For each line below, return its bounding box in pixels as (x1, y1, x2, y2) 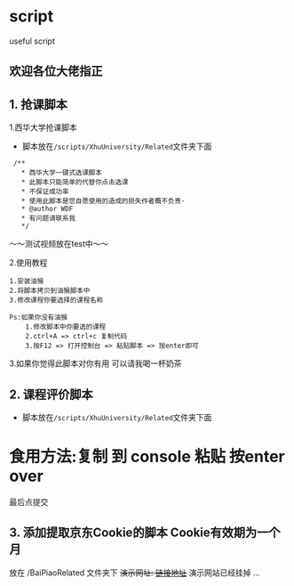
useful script (9, 36, 55, 46)
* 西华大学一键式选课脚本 (20, 168, 102, 177)
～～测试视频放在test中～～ (9, 239, 109, 249)
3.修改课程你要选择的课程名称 (9, 296, 104, 305)
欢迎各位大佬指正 (9, 64, 103, 79)
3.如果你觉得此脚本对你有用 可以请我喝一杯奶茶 (9, 358, 182, 369)
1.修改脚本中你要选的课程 (25, 322, 107, 331)
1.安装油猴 (9, 277, 44, 286)
